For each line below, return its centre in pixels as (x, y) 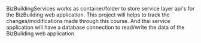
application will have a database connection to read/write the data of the (95, 27)
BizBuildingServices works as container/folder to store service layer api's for (100, 9)
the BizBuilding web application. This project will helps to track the (88, 15)
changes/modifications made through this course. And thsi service (88, 21)
